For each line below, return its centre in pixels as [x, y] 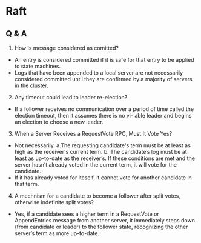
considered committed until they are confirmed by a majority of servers [103, 79]
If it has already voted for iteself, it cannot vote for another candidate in [103, 178]
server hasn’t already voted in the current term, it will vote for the [95, 165]
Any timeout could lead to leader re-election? [71, 97]
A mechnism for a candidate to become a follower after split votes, [97, 196]
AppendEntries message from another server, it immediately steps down [104, 220]
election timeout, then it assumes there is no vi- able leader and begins [103, 115]
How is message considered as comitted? [67, 48]
